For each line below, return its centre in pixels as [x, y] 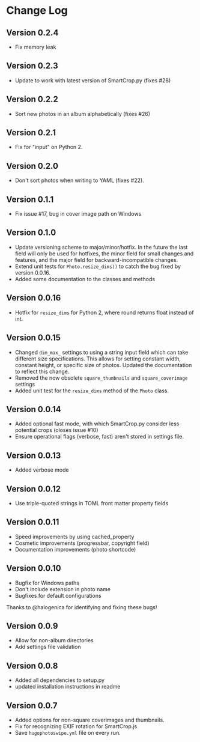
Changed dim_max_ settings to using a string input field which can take [102, 352]
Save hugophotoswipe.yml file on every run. [68, 733]
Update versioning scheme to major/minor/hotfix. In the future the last [101, 247]
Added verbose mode [42, 470]
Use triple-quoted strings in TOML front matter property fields [92, 503]
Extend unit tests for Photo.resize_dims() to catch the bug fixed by [98, 266]
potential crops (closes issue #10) [56, 430]
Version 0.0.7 [32, 706]
